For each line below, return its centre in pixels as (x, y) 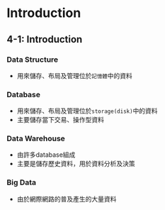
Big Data (22, 182)
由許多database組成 (46, 155)
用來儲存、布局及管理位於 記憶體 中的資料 (74, 75)
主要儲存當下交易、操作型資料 (60, 120)
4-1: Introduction (45, 39)
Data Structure (33, 60)
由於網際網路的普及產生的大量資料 (67, 199)
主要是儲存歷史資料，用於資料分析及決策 (76, 164)
